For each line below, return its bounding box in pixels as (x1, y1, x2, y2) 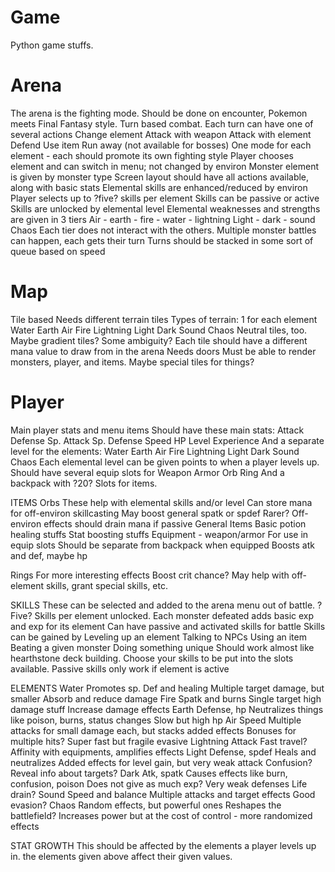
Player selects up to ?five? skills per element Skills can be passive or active (10, 192, 320, 204)
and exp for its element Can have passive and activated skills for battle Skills (10, 620, 326, 632)
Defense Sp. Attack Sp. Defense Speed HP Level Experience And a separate (10, 434, 325, 446)
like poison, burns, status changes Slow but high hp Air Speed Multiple (10, 714, 302, 726)
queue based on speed (10, 245, 106, 257)
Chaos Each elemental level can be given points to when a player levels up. (10, 456, 320, 468)
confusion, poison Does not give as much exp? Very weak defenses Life (10, 777, 308, 790)
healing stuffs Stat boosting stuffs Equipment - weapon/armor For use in (10, 528, 309, 540)
